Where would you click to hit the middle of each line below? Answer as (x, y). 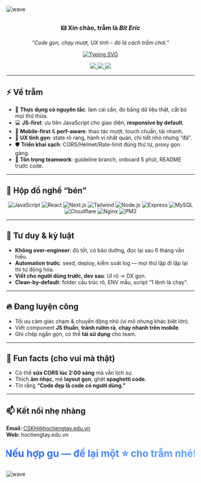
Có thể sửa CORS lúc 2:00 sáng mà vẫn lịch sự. (74, 373)
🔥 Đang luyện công (42, 307)
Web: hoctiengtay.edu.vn (37, 435)
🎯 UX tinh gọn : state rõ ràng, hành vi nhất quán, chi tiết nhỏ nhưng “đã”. (103, 138)
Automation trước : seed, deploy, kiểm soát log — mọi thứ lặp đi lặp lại (101, 263)
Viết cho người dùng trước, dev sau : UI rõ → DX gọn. (80, 276)
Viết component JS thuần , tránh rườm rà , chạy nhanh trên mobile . (98, 327)
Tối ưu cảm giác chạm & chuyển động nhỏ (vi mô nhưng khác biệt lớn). (102, 321)
